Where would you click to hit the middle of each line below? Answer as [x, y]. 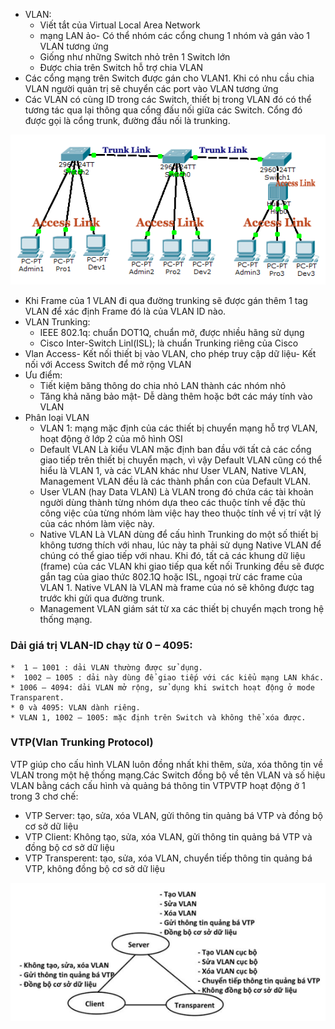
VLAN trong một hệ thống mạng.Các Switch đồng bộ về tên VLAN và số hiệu [168, 775]
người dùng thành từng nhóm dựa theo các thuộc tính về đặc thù [172, 503]
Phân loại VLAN [57, 418]
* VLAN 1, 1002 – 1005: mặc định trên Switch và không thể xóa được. [158, 717]
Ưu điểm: [43, 375]
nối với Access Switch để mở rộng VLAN [108, 365]
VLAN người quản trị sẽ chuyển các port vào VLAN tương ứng [151, 88]
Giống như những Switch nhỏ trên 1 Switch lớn [135, 57]
